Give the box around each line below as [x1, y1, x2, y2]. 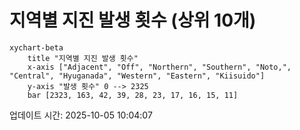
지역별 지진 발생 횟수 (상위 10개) [9, 9, 257, 32]
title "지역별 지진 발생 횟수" [27, 53, 139, 63]
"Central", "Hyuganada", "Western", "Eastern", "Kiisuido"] [9, 71, 266, 81]
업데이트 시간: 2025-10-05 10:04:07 [9, 109, 153, 121]
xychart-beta [9, 42, 64, 53]
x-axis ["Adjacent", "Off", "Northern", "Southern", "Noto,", [27, 62, 292, 72]
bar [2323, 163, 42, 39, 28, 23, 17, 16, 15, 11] [27, 90, 239, 100]
